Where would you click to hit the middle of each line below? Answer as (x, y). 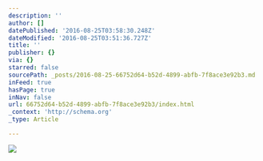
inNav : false (30, 97)
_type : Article (34, 120)
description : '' (35, 16)
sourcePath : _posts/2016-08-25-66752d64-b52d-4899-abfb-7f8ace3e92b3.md (132, 75)
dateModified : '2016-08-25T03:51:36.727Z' (80, 38)
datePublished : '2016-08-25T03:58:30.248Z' (82, 30)
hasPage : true (32, 90)
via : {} (21, 61)
